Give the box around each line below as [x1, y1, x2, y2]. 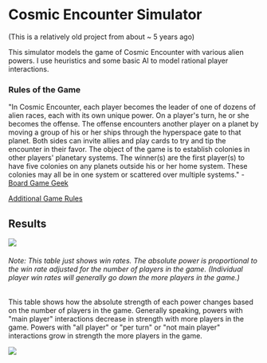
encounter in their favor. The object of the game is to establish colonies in [8, 145, 250, 154]
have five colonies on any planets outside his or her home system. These [8, 162, 248, 171]
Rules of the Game [8, 84, 81, 95]
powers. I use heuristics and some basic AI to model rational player [8, 56, 229, 65]
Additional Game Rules [8, 193, 83, 204]
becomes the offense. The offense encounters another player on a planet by [8, 119, 259, 129]
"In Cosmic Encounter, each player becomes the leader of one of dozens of [8, 102, 257, 112]
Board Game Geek [8, 178, 69, 188]
